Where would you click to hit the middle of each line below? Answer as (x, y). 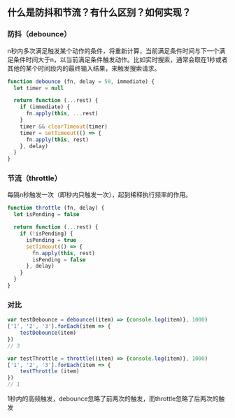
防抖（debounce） (39, 34)
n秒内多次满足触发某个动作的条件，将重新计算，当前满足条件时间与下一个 (113, 50)
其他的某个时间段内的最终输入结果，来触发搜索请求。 (84, 68)
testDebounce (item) (48, 333)
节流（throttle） (34, 178)
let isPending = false (47, 215)
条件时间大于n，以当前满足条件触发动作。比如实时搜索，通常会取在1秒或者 (120, 59)
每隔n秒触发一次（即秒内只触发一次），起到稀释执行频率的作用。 (100, 195)
